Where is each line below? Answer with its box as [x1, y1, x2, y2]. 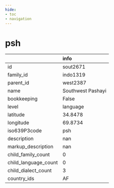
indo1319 [62, 72, 86, 79]
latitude [7, 111, 25, 118]
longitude [7, 119, 29, 126]
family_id [7, 72, 28, 79]
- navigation [5, 16, 32, 21]
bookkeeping [7, 95, 38, 102]
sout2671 [62, 63, 86, 70]
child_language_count [7, 159, 58, 166]
